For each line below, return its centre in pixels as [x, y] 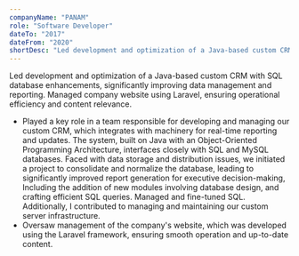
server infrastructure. [61, 216]
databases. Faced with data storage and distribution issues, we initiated [154, 159]
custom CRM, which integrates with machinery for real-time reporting [149, 131]
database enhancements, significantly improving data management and [141, 85]
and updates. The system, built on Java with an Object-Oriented [140, 140]
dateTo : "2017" [37, 34]
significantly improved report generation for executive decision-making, [154, 178]
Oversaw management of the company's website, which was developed [154, 225]
